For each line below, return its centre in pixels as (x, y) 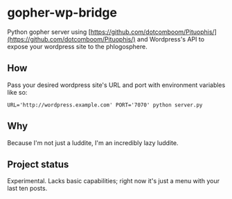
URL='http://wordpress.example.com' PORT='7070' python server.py (105, 105)
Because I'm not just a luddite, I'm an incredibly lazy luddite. (93, 142)
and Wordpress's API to (171, 39)
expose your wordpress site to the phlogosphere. (77, 46)
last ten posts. (27, 189)
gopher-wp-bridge (62, 13)
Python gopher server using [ (49, 32)
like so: (17, 92)
